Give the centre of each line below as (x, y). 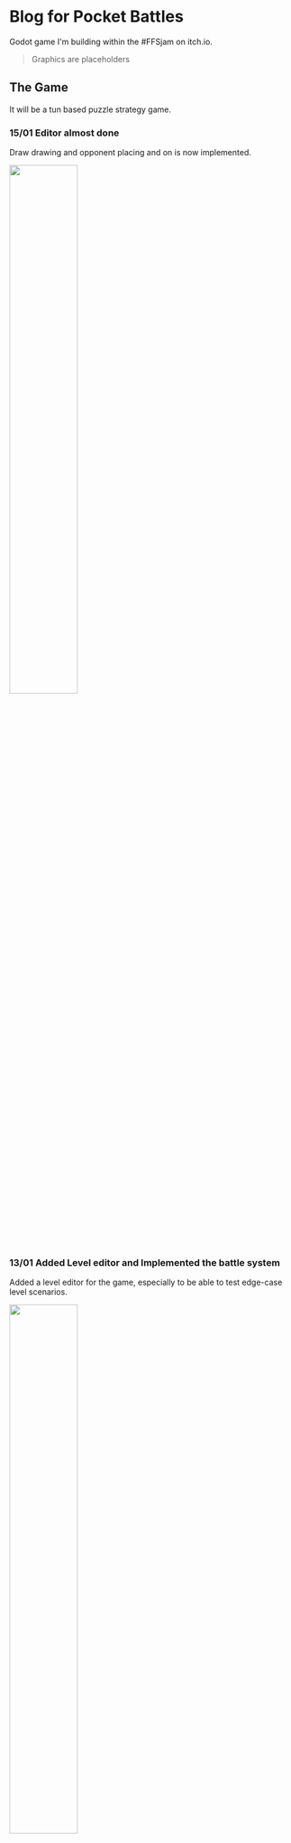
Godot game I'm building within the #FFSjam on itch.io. (111, 42)
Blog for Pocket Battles (97, 17)
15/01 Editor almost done (64, 133)
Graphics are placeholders (81, 59)
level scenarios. (38, 1292)
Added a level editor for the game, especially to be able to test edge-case (146, 1282)
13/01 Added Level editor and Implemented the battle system (145, 1262)
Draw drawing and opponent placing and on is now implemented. (131, 153)
